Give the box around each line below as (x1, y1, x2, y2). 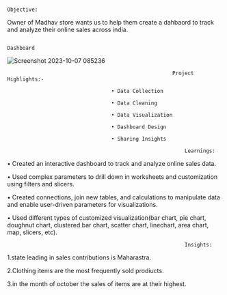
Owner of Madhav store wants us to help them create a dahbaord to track (7, 18, 214, 26)
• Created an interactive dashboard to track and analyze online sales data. (7, 160, 217, 167)
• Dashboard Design (111, 124, 167, 130)
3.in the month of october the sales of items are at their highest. (7, 280, 187, 287)
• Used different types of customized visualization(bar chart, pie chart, (7, 214, 206, 222)
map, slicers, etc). (7, 228, 58, 236)
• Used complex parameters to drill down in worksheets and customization (7, 173, 218, 181)
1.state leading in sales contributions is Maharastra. (7, 253, 152, 262)
